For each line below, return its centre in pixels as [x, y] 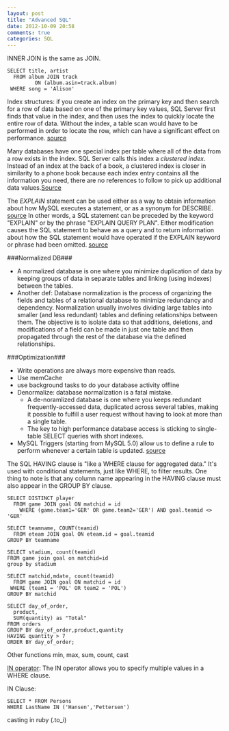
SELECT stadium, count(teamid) [52, 552]
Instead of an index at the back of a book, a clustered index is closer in [107, 166]
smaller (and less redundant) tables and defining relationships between [117, 315]
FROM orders [24, 624]
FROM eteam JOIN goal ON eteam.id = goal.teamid [84, 534]
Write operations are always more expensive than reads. [96, 371]
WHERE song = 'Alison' [42, 89]
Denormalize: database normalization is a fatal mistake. [95, 393]
